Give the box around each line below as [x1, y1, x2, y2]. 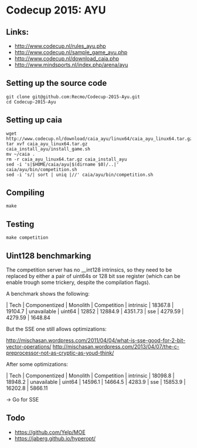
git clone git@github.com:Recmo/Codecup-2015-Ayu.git [6, 93, 141, 100]
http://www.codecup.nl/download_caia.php [14, 55, 119, 62]
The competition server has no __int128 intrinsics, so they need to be [6, 266, 172, 273]
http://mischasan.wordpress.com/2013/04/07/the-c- [52, 343, 180, 350]
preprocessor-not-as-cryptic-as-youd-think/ [6, 349, 114, 356]
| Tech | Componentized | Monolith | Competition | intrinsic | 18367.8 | [6, 302, 174, 309]
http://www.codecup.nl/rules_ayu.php [14, 42, 107, 49]
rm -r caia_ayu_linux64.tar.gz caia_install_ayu [6, 156, 127, 162]
